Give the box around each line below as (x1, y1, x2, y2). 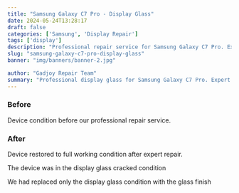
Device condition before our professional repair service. (7, 115, 171, 125)
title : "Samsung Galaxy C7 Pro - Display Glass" (7, 10, 154, 18)
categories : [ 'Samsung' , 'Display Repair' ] (7, 30, 139, 38)
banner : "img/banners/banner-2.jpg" (7, 57, 116, 64)
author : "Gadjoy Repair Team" (7, 69, 97, 77)
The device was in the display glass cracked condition (7, 164, 166, 172)
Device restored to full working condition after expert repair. (7, 150, 183, 159)
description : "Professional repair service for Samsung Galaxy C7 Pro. (7, 43, 224, 51)
